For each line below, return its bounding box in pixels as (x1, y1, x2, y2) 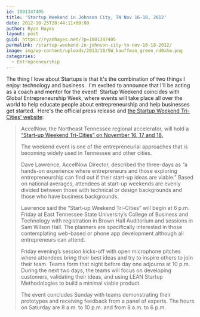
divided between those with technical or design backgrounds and (20, 186, 182, 193)
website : (23, 113, 44, 120)
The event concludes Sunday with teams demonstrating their (20, 291, 171, 298)
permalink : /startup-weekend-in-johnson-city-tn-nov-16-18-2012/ (6, 42, 172, 48)
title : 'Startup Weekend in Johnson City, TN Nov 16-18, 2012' (6, 14, 167, 20)
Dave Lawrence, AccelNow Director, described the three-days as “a (20, 161, 188, 168)
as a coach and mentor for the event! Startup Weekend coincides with (6, 88, 180, 95)
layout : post (6, 31, 39, 37)
